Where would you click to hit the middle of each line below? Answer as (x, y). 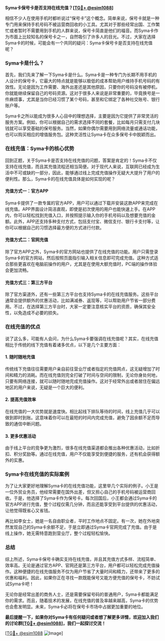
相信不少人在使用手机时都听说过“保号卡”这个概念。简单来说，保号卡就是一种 (82, 18)
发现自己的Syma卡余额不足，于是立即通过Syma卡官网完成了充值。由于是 (83, 527)
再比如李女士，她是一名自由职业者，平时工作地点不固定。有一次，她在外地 (80, 521)
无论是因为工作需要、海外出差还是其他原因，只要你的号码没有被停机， (89, 87)
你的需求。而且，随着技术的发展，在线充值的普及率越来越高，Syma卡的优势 (82, 600)
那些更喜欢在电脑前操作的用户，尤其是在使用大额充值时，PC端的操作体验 (83, 264)
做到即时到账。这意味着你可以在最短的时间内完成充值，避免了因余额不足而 (80, 417)
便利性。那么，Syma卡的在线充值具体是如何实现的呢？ (60, 179)
